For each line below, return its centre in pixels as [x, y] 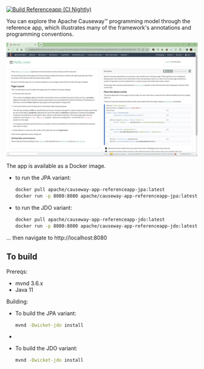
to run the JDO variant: [44, 208]
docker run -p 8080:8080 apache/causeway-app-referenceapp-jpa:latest [106, 196]
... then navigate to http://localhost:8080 [57, 238]
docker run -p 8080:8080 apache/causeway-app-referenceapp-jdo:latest [106, 226]
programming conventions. [40, 34]
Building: [17, 302]
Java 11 [24, 289]
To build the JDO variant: [46, 348]
